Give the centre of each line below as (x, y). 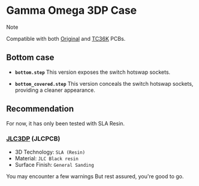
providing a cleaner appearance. (55, 90)
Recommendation (40, 109)
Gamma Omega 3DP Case (72, 10)
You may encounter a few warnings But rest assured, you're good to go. (95, 176)
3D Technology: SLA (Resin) (50, 152)
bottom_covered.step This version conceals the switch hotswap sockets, (104, 83)
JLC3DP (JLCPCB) (33, 139)
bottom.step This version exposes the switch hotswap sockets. (93, 72)
